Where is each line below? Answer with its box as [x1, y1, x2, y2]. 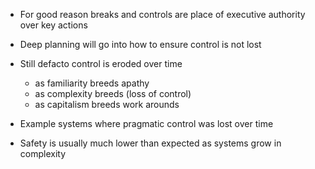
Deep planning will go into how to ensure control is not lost [19, 39, 262, 50]
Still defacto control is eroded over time [19, 58, 183, 69]
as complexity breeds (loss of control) [34, 88, 192, 99]
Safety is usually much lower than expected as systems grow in [19, 137, 282, 149]
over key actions [19, 19, 88, 31]
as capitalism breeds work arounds [34, 99, 180, 110]
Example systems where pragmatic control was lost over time [19, 118, 274, 129]
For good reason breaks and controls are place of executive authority [19, 9, 306, 20]
